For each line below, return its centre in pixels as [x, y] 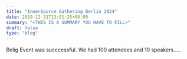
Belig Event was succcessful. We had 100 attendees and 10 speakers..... [93, 50]
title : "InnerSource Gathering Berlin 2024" [62, 11]
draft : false [22, 28]
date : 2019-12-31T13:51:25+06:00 [47, 17]
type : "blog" [22, 33]
